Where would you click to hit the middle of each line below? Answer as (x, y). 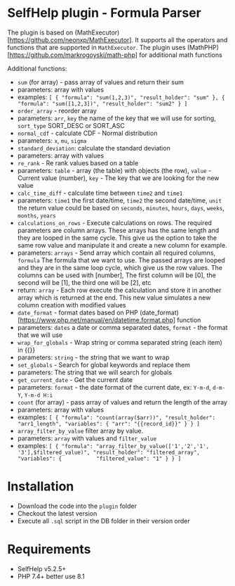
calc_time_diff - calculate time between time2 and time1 (100, 193)
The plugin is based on (40, 32)
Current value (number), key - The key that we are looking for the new (118, 178)
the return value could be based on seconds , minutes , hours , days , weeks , (121, 208)
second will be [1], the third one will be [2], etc (84, 282)
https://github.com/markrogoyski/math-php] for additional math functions (116, 55)
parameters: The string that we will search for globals (95, 372)
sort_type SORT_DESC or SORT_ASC (71, 125)
